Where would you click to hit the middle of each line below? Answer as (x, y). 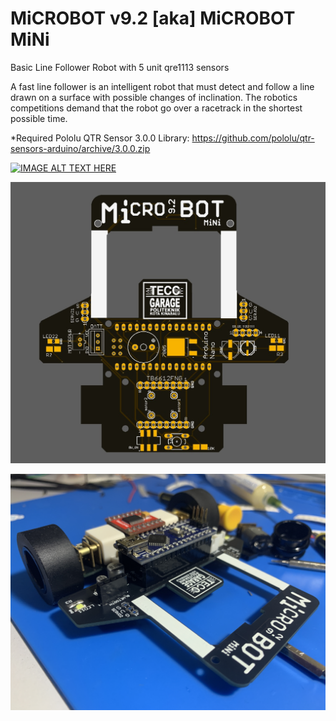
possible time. (39, 118)
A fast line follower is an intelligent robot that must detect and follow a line (162, 86)
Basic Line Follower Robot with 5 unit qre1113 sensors (120, 67)
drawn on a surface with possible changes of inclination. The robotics (154, 97)
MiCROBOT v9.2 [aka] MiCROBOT (153, 18)
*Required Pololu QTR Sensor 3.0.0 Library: (100, 138)
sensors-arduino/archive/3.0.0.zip (80, 148)
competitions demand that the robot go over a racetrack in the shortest (156, 108)
